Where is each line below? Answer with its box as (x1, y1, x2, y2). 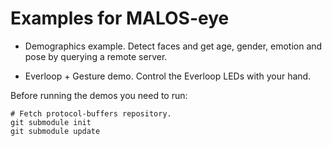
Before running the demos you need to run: (10, 89, 188, 101)
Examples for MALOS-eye (10, 7, 230, 30)
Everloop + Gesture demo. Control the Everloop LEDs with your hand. (24, 70, 312, 82)
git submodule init (10, 117, 92, 127)
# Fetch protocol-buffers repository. (10, 108, 172, 119)
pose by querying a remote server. (24, 50, 168, 62)
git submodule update (10, 126, 101, 136)
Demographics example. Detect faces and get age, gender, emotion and (24, 40, 323, 52)
